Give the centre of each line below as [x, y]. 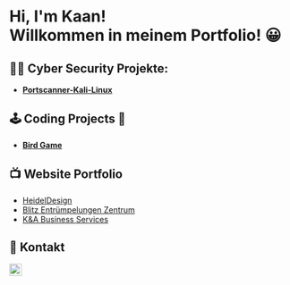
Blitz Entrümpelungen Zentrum [79, 210]
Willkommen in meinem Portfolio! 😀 [145, 35]
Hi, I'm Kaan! [58, 17]
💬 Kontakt [37, 247]
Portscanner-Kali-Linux [67, 90]
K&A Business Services [65, 219]
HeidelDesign [47, 200]
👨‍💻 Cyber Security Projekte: [89, 68]
